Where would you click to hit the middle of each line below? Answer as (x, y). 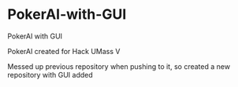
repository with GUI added (50, 74)
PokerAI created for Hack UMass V (64, 51)
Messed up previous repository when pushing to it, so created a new (119, 66)
